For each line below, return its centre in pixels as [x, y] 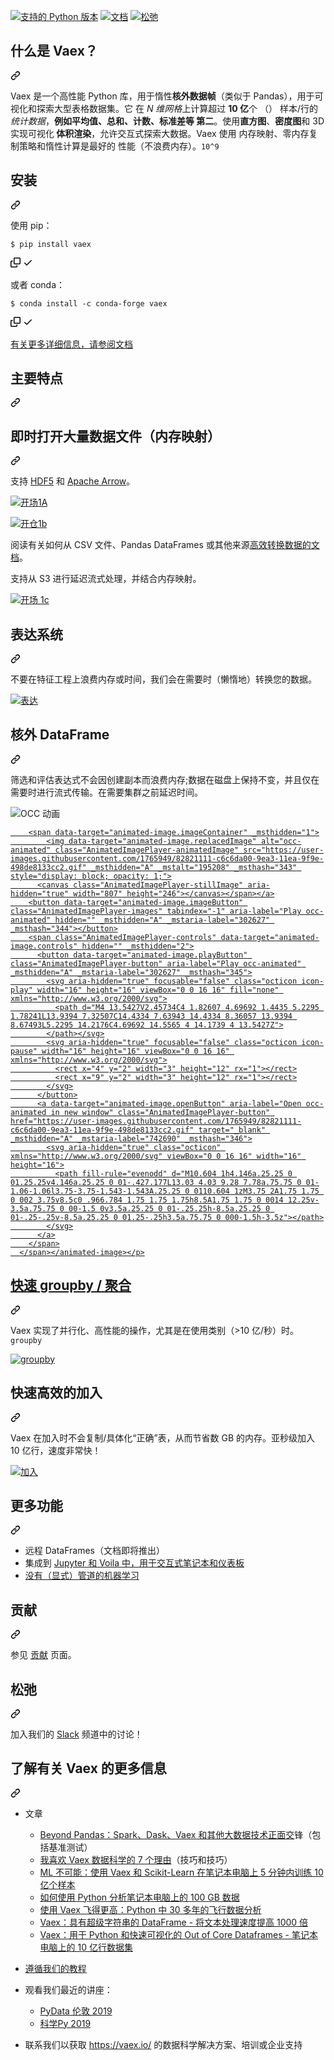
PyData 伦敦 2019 [76, 2011]
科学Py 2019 [65, 2023]
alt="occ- [281, 841]
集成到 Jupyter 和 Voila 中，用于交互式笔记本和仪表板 [134, 1563]
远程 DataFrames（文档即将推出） [95, 1551]
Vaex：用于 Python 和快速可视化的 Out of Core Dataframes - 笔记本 [178, 1934]
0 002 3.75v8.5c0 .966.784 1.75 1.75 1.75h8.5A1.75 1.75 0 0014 [147, 1200]
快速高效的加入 [56, 1393]
